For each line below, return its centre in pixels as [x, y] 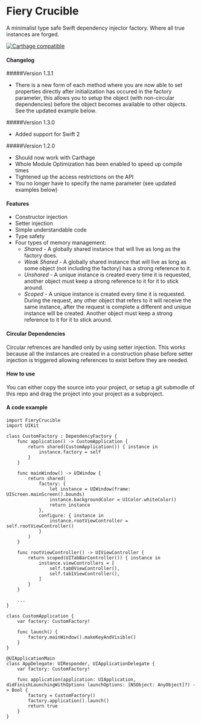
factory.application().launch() [69, 701]
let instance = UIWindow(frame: [90, 489]
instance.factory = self [70, 452]
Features [18, 203]
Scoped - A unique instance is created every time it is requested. [105, 294]
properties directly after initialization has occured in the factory [93, 91]
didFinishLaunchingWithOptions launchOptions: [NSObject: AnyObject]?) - [101, 684]
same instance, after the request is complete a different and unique [107, 307]
